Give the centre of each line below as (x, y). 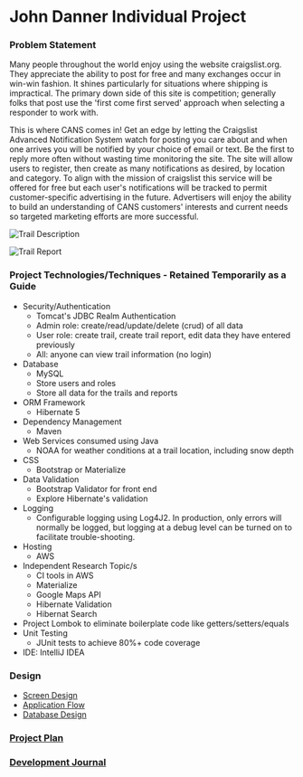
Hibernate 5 (58, 412)
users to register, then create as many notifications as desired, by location (147, 168)
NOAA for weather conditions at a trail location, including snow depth (165, 450)
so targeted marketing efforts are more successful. (104, 217)
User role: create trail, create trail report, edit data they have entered (163, 335)
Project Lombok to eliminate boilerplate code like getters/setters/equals (156, 623)
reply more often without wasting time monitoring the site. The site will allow (151, 159)
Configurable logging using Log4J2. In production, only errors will (159, 517)
